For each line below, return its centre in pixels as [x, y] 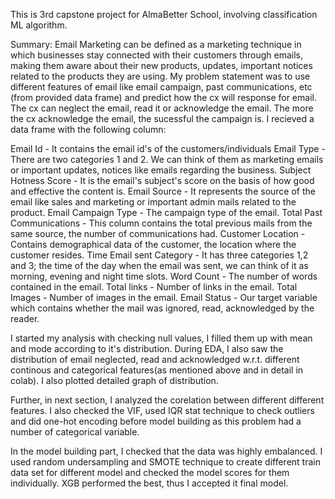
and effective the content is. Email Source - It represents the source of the [163, 191]
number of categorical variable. [75, 432]
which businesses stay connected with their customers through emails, [157, 55]
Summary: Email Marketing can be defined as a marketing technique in [156, 44]
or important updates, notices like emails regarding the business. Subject [161, 170]
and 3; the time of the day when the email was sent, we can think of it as [159, 265]
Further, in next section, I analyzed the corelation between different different [167, 400]
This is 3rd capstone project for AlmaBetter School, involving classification [164, 14]
